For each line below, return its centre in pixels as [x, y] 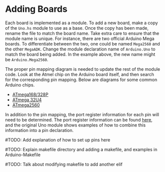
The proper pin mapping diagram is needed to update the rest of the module [83, 69]
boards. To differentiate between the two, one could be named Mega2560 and [83, 43]
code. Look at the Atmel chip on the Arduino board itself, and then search [80, 74]
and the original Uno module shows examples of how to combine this [75, 125]
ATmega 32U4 [27, 99]
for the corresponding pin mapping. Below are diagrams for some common [81, 80]
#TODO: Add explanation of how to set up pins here [58, 140]
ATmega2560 [26, 105]
